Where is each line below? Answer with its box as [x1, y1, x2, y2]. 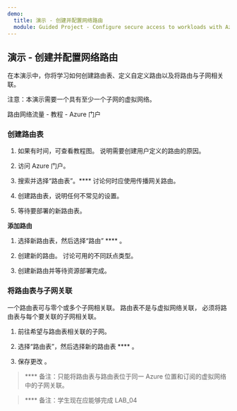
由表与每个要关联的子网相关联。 [7, 312, 100, 321]
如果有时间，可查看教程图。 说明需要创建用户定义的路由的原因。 [17, 147, 205, 155]
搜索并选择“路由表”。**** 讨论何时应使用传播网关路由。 [17, 177, 180, 185]
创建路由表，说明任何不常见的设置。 [17, 192, 123, 200]
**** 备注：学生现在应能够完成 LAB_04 [24, 395, 138, 404]
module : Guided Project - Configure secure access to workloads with [13, 23, 222, 30]
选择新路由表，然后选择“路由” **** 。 [17, 237, 126, 245]
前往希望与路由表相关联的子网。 [17, 327, 111, 336]
